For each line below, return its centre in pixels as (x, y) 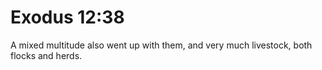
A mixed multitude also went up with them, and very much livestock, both (161, 45)
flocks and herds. (46, 55)
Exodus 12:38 (67, 17)
